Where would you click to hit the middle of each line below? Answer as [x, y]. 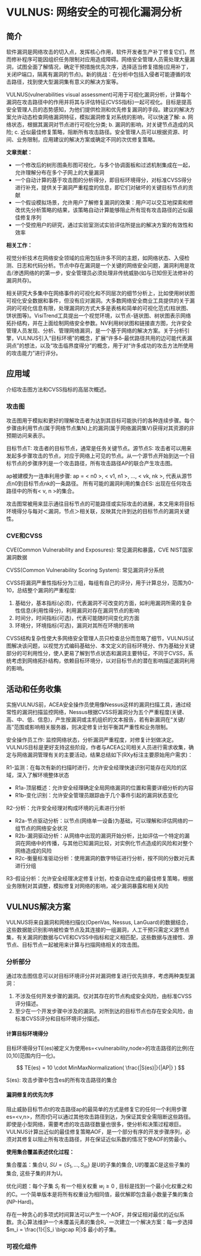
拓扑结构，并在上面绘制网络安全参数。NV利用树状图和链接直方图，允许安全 [99, 323]
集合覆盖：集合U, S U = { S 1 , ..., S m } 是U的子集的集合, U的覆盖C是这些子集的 [98, 1165]
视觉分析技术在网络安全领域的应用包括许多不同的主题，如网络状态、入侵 [95, 258]
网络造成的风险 [33, 851]
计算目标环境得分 [27, 1033]
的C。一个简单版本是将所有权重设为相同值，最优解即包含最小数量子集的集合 [100, 1194]
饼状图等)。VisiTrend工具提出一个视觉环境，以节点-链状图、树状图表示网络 [99, 316]
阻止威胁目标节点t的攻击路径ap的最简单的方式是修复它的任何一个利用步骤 [97, 1109]
